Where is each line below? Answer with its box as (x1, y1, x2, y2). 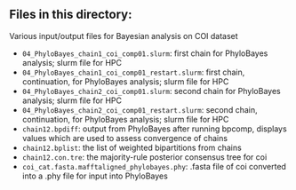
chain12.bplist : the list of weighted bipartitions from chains (21, 142, 242, 153)
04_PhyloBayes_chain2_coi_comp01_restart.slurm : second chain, (21, 104, 258, 115)
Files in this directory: (9, 7, 132, 22)
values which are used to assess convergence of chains (21, 132, 228, 143)
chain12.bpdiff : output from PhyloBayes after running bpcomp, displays (21, 123, 287, 134)
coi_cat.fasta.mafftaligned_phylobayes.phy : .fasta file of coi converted (21, 161, 287, 171)
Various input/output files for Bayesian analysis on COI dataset (9, 30, 238, 41)
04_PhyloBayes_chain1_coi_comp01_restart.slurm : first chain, (21, 67, 245, 77)
